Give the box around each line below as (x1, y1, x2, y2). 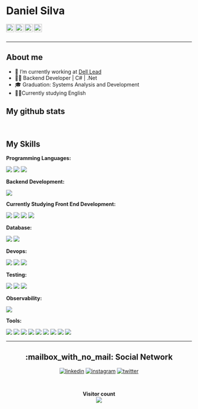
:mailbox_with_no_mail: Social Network (25, 352, 173, 362)
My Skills (6, 139, 41, 149)
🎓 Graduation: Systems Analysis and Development (14, 81, 140, 88)
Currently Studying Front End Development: (6, 201, 116, 208)
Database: (6, 224, 32, 231)
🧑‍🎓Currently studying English (14, 89, 87, 97)
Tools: (6, 317, 22, 324)
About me (6, 52, 43, 62)
